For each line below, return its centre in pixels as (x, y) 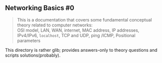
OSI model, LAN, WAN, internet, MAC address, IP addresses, (78, 30)
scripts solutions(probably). (33, 55)
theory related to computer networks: (55, 25)
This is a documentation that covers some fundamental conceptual (84, 20)
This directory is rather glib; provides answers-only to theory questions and (81, 50)
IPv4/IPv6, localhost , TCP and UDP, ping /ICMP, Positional (76, 35)
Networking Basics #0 (40, 8)
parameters (29, 41)
